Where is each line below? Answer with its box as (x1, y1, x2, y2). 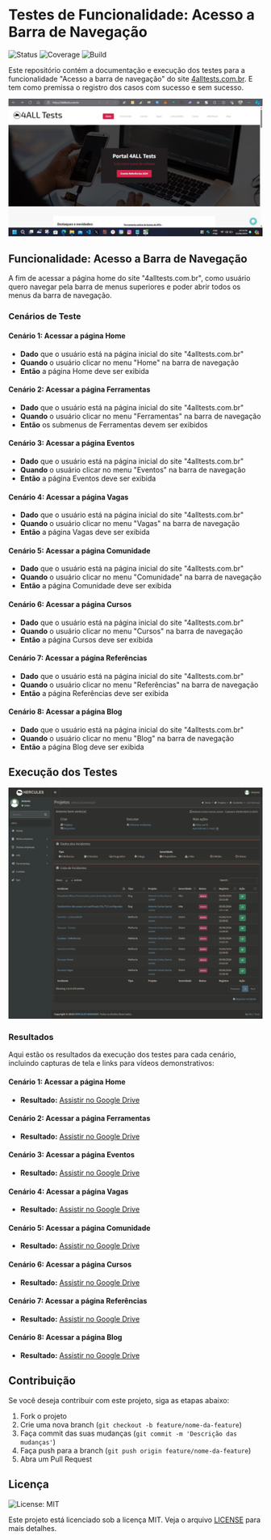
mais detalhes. (8, 1523, 57, 1533)
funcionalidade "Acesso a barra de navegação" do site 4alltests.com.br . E (8, 74, 253, 83)
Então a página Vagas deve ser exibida (19, 528, 151, 537)
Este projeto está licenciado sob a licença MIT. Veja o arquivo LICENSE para (8, 1515, 261, 1525)
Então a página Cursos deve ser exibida (19, 634, 153, 644)
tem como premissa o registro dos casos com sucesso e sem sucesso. (8, 83, 244, 92)
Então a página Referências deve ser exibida (19, 688, 169, 698)
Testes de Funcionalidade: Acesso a (8, 6, 256, 24)
